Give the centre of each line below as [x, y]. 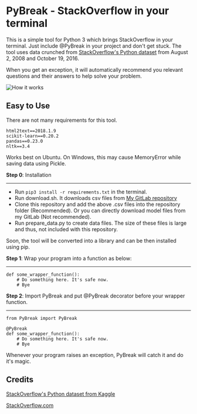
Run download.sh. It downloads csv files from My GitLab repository [96, 198]
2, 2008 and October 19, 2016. [43, 58]
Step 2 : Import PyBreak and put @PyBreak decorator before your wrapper [96, 296]
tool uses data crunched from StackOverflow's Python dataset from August [97, 52]
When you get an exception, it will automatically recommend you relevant [94, 69]
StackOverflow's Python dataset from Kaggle [61, 394]
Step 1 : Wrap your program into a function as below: [69, 258]
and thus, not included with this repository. [66, 229]
